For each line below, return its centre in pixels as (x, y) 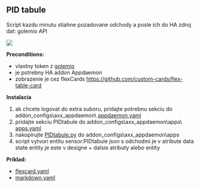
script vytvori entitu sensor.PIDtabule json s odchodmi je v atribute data (104, 141)
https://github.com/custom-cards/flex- (135, 79)
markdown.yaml (35, 177)
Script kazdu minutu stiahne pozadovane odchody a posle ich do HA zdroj (99, 24)
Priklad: (16, 159)
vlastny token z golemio (45, 66)
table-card (28, 85)
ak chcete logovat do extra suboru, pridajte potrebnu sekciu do (94, 109)
